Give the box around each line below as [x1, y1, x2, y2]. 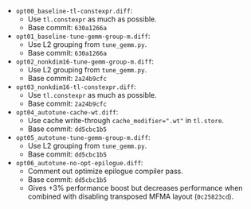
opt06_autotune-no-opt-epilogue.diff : [15, 158, 143, 167]
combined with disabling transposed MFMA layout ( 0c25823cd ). [27, 192, 234, 201]
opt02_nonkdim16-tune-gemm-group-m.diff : [15, 56, 154, 66]
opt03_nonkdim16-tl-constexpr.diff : [15, 82, 137, 91]
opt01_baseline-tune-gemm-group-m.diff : [15, 31, 151, 41]
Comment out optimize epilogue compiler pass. [27, 166, 183, 176]
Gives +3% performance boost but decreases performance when [27, 184, 243, 192]
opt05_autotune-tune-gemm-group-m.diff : [15, 133, 151, 141]
